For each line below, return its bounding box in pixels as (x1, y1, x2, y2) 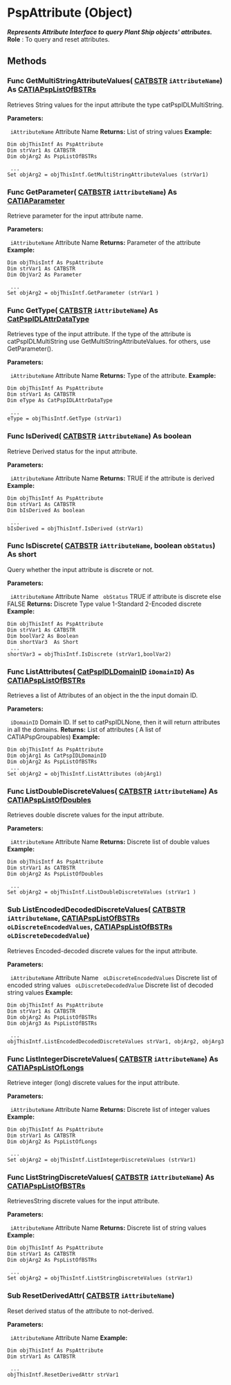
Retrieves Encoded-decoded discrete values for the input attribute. (7, 946, 198, 955)
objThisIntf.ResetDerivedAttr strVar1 (7, 1371, 119, 1378)
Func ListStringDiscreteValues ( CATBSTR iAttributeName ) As (7, 1172, 214, 1182)
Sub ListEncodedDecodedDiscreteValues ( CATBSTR (7, 905, 186, 914)
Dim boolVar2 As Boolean (7, 632, 79, 639)
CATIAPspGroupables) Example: (7, 733, 100, 741)
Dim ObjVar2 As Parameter (7, 271, 82, 278)
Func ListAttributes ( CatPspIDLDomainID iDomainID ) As (7, 667, 195, 677)
